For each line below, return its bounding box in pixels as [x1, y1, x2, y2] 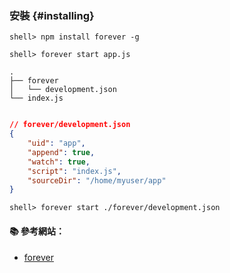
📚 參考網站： [9, 225, 66, 237]
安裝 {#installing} [9, 8, 95, 22]
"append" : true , [27, 147, 96, 157]
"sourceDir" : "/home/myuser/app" [27, 175, 167, 186]
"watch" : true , [27, 157, 91, 167]
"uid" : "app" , [27, 138, 86, 149]
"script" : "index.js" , [27, 166, 122, 176]
